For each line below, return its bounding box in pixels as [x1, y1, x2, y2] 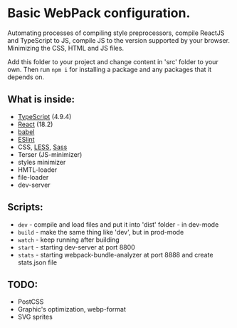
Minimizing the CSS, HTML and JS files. [7, 43, 125, 52]
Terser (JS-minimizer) [17, 150, 83, 158]
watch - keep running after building [17, 235, 120, 244]
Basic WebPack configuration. [7, 5, 191, 21]
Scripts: [7, 201, 43, 213]
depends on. [7, 73, 45, 81]
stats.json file [17, 258, 58, 267]
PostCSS [17, 297, 44, 306]
